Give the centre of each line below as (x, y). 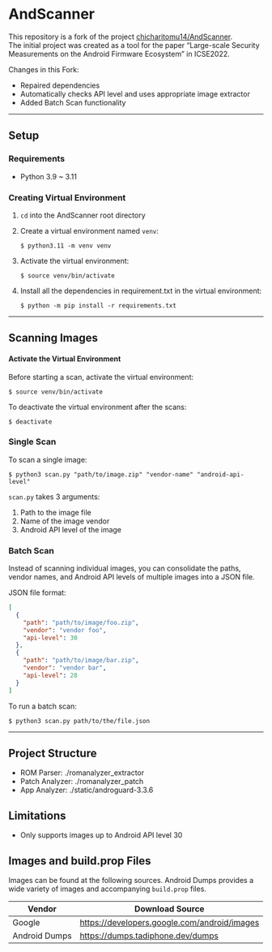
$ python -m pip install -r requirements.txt (98, 305)
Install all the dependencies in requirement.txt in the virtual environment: (141, 291)
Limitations (37, 815)
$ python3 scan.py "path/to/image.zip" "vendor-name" (101, 474)
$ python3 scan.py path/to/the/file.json (79, 721)
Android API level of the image (71, 529)
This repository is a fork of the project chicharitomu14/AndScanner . (121, 37)
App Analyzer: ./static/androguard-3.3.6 (87, 790)
